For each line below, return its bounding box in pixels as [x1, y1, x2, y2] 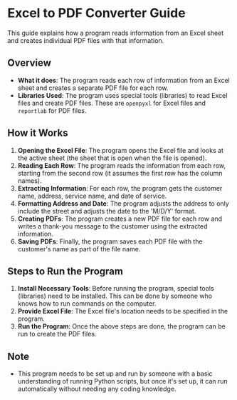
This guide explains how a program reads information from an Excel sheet [7, 29, 224, 37]
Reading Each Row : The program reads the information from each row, [17, 161, 226, 169]
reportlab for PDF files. [17, 106, 87, 115]
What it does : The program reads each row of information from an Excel [17, 76, 230, 84]
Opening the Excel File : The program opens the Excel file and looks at [17, 146, 224, 154]
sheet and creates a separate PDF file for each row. [17, 84, 169, 92]
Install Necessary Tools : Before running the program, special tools [17, 284, 215, 293]
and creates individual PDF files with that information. [7, 36, 164, 44]
